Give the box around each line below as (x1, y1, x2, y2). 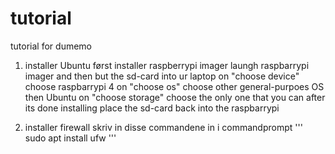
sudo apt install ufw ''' (24, 132, 117, 144)
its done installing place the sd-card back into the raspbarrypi (24, 102, 280, 114)
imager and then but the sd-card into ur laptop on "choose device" (24, 70, 300, 82)
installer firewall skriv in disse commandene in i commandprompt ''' (24, 121, 303, 133)
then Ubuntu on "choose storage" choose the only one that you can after (24, 91, 326, 103)
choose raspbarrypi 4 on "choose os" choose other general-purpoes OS (24, 80, 325, 92)
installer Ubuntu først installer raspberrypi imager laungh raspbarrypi (24, 59, 310, 71)
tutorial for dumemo (10, 40, 92, 52)
